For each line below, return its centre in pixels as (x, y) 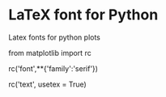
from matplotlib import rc (50, 53)
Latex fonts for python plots (55, 37)
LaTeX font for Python (83, 15)
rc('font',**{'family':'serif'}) (53, 68)
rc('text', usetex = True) (47, 84)
